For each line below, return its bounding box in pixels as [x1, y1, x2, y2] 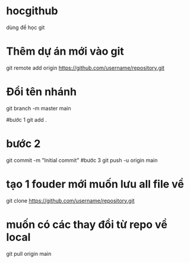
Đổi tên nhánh [6, 85, 77, 99]
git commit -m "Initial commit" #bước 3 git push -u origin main [6, 156, 158, 164]
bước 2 [6, 137, 41, 150]
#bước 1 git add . [6, 116, 47, 123]
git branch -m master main [6, 104, 71, 112]
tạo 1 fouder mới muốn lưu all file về [6, 177, 184, 191]
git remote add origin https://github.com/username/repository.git [6, 64, 165, 71]
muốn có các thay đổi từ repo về [6, 218, 167, 231]
